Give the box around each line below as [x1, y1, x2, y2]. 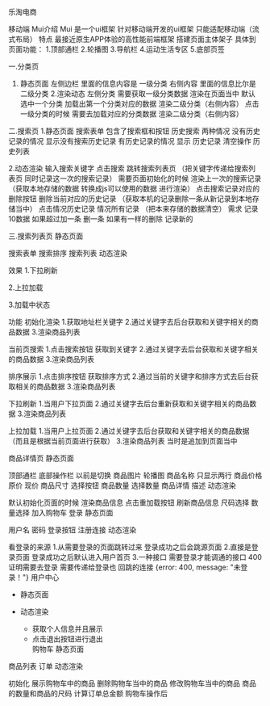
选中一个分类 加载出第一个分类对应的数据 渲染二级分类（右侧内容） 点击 [19, 99, 260, 108]
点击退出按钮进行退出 [31, 634, 103, 644]
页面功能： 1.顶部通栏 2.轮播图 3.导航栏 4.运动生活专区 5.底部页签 [8, 44, 225, 54]
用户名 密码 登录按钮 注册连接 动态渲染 [8, 525, 137, 535]
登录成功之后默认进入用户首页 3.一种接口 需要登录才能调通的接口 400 [31, 553, 262, 561]
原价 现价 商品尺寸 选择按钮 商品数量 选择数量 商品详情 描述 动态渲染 [8, 481, 236, 490]
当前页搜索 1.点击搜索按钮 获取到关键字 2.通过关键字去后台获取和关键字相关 [8, 344, 260, 354]
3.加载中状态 [8, 300, 51, 309]
